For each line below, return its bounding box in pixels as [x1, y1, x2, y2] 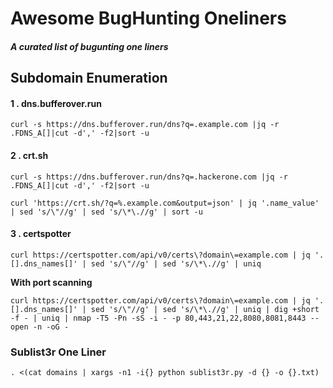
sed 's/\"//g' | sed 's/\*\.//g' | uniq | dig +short [90, 304, 320, 314]
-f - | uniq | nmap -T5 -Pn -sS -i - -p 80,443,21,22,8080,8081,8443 [10, 313, 307, 323]
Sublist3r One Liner [10, 345, 107, 359]
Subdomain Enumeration [10, 70, 168, 87]
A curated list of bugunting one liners [10, 40, 169, 52]
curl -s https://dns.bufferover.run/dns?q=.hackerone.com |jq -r [10, 172, 288, 182]
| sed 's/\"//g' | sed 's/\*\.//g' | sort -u [10, 207, 203, 217]
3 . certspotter [10, 228, 72, 240]
